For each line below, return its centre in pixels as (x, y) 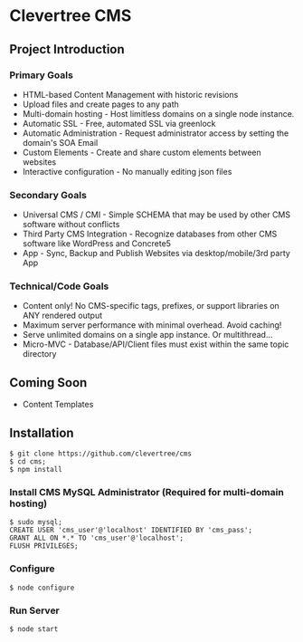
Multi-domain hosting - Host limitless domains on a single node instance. (158, 113)
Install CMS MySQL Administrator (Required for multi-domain (147, 493)
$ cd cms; (28, 462)
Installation (42, 432)
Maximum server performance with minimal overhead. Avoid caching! (152, 325)
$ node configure (42, 588)
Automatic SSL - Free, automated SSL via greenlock (119, 123)
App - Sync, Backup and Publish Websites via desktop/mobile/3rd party (156, 254)
